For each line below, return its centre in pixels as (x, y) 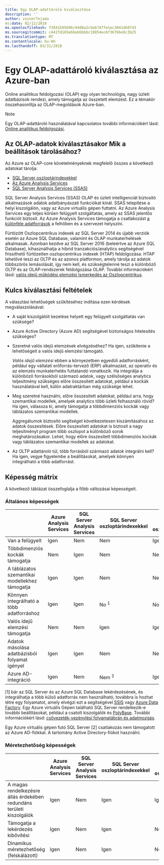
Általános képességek (32, 501)
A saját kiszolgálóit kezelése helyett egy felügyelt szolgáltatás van (78, 317)
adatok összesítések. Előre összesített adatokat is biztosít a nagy (77, 426)
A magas (18, 784)
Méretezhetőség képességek (41, 745)
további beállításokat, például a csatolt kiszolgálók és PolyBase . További (78, 713)
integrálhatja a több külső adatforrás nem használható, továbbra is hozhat (79, 697)
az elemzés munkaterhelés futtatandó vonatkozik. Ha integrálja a (77, 371)
